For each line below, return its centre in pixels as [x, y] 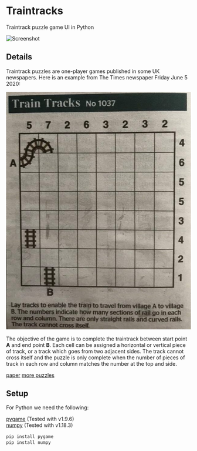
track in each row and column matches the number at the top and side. [91, 363]
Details [19, 57]
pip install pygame [30, 437]
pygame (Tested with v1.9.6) [40, 419]
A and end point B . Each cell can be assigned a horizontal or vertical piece [96, 345]
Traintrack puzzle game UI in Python [50, 27]
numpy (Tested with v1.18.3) [40, 425]
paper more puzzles [30, 375]
